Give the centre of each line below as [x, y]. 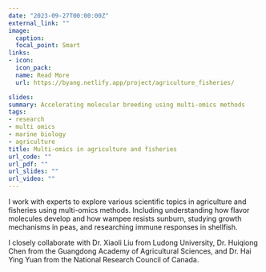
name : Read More [42, 75]
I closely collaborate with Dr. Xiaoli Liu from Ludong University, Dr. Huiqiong [133, 242]
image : [19, 30]
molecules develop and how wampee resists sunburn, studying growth [125, 218]
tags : [17, 112]
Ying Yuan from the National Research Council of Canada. [104, 260]
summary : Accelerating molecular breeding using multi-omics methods [127, 105]
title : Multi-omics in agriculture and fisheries [93, 149]
